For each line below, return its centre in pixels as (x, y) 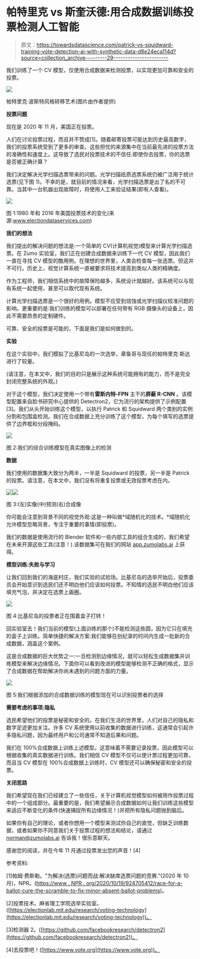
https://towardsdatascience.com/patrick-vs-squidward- (105, 45)
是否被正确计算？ (27, 161)
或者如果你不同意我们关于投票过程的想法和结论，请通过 (84, 830)
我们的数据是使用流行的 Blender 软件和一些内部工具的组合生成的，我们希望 (98, 537)
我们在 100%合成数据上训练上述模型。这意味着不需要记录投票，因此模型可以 (100, 748)
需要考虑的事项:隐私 (31, 707)
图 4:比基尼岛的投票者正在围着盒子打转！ (57, 616)
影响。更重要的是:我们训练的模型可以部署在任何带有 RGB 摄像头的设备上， (97, 308)
